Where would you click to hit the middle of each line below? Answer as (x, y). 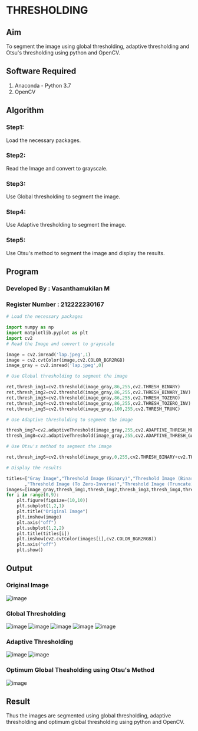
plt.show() (30, 550)
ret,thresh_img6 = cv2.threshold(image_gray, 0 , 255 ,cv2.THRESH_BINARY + (92, 457)
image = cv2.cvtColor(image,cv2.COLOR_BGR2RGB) (66, 360)
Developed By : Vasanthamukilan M (58, 289)
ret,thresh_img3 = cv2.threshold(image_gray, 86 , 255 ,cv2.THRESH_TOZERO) (93, 398)
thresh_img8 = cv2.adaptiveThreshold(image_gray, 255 (70, 436)
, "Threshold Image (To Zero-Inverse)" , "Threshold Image (95, 484)
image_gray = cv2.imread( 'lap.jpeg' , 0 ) (55, 365)
